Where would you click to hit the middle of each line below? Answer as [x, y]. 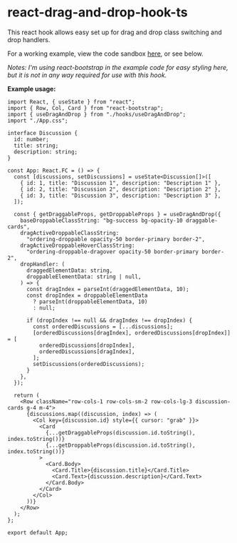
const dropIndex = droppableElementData [87, 295]
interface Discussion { [43, 133]
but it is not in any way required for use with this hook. [87, 75]
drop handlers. [29, 39]
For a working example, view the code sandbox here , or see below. [106, 54]
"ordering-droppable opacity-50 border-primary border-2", [115, 239]
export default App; [38, 532]
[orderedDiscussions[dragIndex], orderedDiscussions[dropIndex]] [132, 333]
